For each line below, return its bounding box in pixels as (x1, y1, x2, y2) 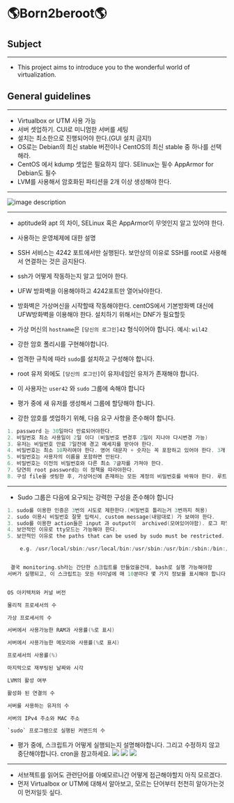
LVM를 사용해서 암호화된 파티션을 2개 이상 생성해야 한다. (17, 177, 172, 185)
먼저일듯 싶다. (24, 788, 63, 797)
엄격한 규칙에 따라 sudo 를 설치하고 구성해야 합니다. (17, 354, 155, 363)
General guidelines (7, 91, 91, 102)
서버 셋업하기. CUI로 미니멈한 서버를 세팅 (17, 125, 129, 133)
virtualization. (17, 70, 57, 79)
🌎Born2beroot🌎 (7, 6, 107, 22)
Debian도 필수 (17, 169, 57, 177)
